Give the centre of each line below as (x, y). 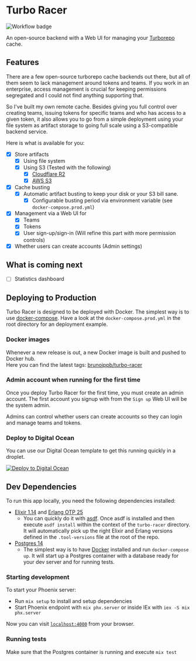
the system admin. (28, 405)
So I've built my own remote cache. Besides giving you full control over (92, 107)
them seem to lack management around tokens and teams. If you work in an (97, 83)
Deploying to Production (51, 297)
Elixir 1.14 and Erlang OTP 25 (49, 512)
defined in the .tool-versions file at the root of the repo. (91, 537)
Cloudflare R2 (49, 174)
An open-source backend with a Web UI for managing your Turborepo (90, 38)
